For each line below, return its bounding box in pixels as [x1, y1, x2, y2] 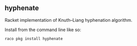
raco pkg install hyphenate [4, 36, 63, 41]
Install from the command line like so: [4, 27, 82, 33]
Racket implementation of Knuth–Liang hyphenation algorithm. [4, 17, 133, 23]
